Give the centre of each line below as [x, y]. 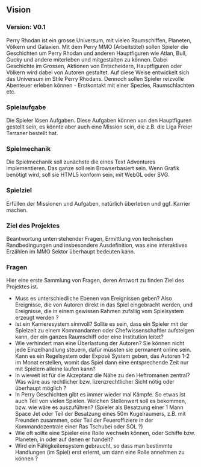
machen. [17, 210]
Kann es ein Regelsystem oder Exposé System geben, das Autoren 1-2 [102, 356]
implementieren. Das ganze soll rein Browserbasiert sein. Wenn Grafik [93, 168]
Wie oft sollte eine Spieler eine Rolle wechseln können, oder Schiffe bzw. [105, 433]
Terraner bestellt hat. [32, 133]
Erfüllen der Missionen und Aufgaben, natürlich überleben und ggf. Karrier [98, 203]
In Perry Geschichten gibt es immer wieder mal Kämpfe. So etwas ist [100, 395]
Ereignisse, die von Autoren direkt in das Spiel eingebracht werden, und [104, 305]
